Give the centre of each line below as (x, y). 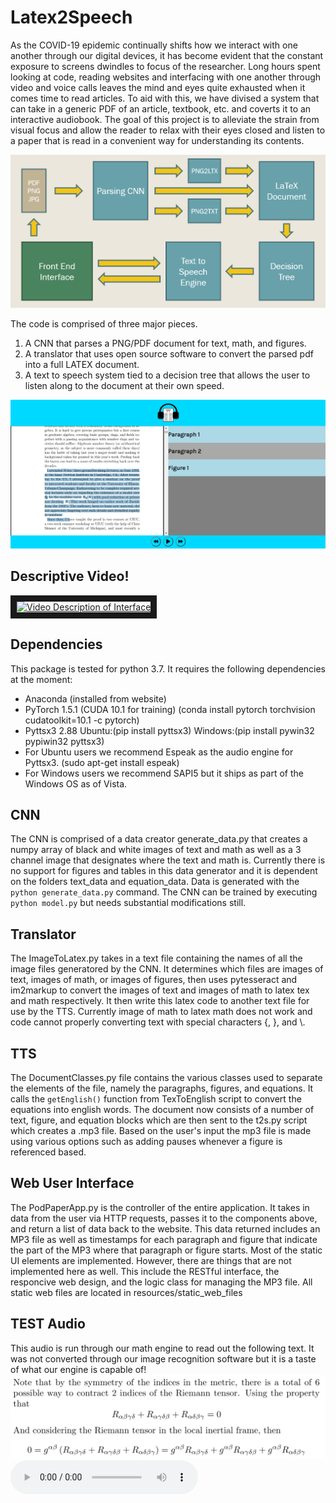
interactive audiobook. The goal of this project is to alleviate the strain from (165, 119)
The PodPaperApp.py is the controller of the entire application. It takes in (160, 1207)
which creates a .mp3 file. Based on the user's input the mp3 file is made (161, 1131)
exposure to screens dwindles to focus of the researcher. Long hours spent (165, 66)
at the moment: (41, 679)
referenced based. (48, 1152)
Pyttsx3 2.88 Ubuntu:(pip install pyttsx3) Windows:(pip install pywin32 (169, 730)
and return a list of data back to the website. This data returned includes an (165, 1228)
